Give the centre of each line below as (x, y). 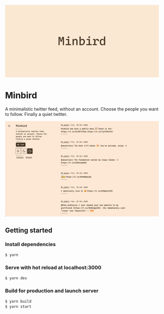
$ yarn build (18, 302)
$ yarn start (18, 307)
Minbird (21, 96)
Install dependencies (31, 244)
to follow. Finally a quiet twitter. (36, 114)
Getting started (29, 230)
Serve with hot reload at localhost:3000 (53, 268)
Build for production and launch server (52, 291)
